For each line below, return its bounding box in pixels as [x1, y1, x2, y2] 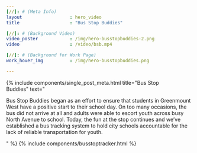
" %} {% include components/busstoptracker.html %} [6, 140, 137, 147]
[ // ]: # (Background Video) [6, 30, 76, 36]
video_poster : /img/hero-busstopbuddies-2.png [6, 36, 155, 42]
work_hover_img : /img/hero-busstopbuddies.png [6, 58, 150, 63]
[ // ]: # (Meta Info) [6, 8, 57, 15]
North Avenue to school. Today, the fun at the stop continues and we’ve [6, 116, 181, 123]
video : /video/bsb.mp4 [6, 42, 112, 47]
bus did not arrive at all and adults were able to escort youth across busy [6, 109, 184, 116]
